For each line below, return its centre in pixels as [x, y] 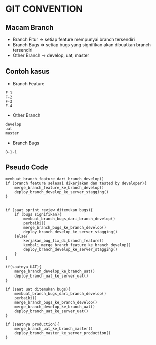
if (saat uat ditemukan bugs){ [38, 289]
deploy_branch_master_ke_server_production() [63, 333]
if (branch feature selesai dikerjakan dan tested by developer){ [76, 183]
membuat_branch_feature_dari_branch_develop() [55, 179]
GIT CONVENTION [44, 9]
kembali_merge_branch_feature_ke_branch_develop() [77, 245]
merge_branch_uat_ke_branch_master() [54, 329]
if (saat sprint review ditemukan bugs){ [49, 210]
